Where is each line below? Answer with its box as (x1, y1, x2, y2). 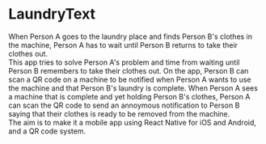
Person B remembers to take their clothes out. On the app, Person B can (8, 66, 249, 75)
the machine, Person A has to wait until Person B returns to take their (8, 40, 239, 49)
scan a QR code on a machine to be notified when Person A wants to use (8, 74, 251, 84)
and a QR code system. (8, 126, 87, 136)
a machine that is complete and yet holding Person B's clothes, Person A (8, 91, 251, 101)
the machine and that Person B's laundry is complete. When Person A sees (8, 83, 259, 93)
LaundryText (8, 5, 95, 23)
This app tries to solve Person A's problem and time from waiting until (8, 57, 240, 67)
